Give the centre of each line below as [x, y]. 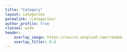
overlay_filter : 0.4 [35, 42]
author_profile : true [27, 24]
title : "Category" [24, 10]
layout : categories [25, 14]
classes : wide [20, 28]
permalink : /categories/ [31, 19]
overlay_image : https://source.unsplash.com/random [68, 38]
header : [13, 33]
